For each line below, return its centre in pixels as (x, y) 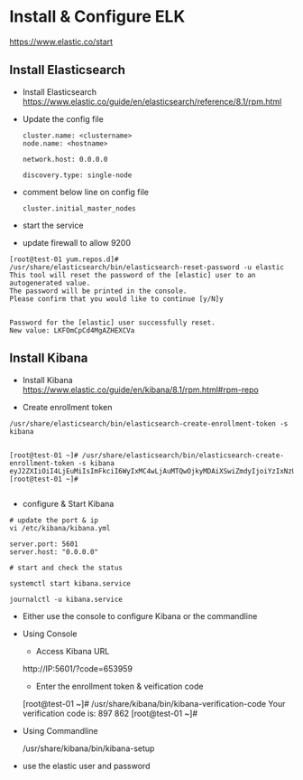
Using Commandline (60, 730)
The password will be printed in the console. (98, 291)
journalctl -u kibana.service (66, 599)
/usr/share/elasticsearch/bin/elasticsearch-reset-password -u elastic (147, 267)
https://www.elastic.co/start (61, 42)
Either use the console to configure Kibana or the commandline (140, 616)
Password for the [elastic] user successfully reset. (113, 323)
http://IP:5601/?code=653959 (78, 668)
